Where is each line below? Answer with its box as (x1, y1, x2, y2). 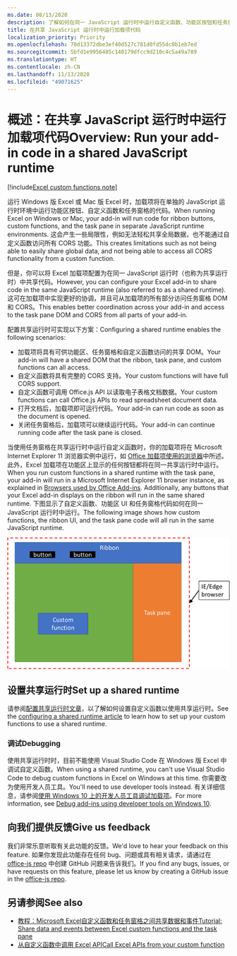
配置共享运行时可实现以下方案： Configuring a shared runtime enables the (7, 325, 221, 334)
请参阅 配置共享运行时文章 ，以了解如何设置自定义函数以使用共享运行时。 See (7, 704, 229, 713)
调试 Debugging (7, 739, 61, 749)
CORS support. (17, 379, 61, 388)
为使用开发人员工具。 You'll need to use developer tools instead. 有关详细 (7, 783, 219, 791)
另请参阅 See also (7, 896, 83, 909)
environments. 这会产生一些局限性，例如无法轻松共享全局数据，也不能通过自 (7, 230, 230, 239)
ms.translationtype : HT (7, 56, 78, 63)
